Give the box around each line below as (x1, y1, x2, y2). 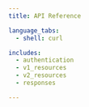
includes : (8, 49, 42, 57)
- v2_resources (15, 71, 67, 79)
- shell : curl (15, 34, 63, 42)
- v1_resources (15, 64, 67, 72)
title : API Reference (8, 11, 82, 20)
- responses (15, 79, 57, 87)
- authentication (15, 56, 74, 65)
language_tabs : (8, 26, 60, 35)
